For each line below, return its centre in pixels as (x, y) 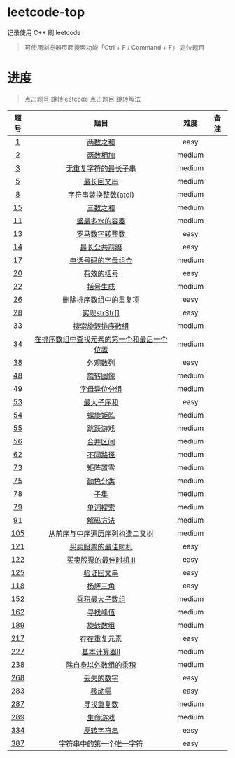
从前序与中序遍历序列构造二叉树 (101, 533)
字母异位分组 (101, 389)
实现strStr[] (101, 312)
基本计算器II (101, 652)
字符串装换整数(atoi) (101, 195)
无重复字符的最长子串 (101, 168)
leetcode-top (46, 12)
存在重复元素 (101, 638)
